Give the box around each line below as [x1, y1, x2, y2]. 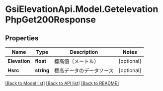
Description [70, 49, 98, 55]
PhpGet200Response [5, 14, 96, 25]
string [35, 67, 50, 74]
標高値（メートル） [54, 58, 99, 65]
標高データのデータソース [54, 67, 114, 74]
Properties [5, 34, 39, 42]
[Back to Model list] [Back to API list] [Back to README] [5, 81, 119, 86]
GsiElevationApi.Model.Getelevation [5, 3, 159, 15]
